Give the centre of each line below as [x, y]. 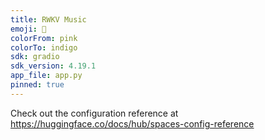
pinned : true [37, 85]
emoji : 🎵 [28, 29]
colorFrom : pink [44, 38]
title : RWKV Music [48, 19]
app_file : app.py [46, 76]
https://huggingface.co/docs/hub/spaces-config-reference [132, 123]
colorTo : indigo [44, 47]
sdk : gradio [35, 57]
